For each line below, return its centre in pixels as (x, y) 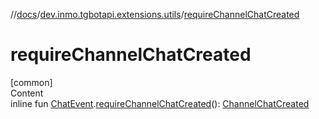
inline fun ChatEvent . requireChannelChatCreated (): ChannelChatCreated (160, 103)
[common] (31, 82)
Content (27, 93)
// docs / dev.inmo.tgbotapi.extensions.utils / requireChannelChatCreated (155, 14)
